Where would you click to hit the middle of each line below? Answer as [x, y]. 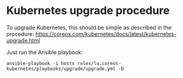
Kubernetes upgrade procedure [88, 11]
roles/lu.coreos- [99, 63]
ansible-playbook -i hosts [41, 63]
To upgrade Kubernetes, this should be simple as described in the [89, 27]
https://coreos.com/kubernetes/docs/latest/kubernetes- [106, 34]
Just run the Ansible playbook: [45, 52]
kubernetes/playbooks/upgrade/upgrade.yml [61, 69]
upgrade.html [23, 40]
